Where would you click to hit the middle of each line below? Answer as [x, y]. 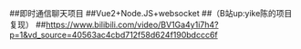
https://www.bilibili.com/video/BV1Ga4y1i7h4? [132, 24]
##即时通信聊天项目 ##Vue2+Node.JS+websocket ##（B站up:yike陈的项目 [151, 13]
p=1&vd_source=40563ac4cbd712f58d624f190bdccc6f [114, 35]
